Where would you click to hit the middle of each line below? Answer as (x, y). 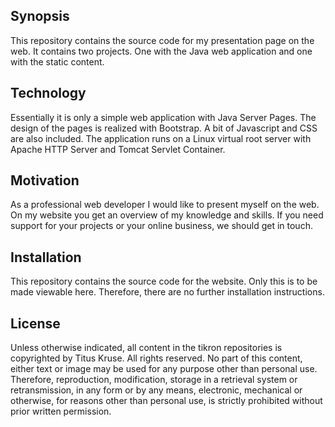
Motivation (45, 180)
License (35, 323)
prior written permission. (61, 411)
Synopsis (40, 16)
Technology (48, 93)
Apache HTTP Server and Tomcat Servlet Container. (118, 149)
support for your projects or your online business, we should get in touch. (161, 226)
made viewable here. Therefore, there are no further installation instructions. (167, 292)
